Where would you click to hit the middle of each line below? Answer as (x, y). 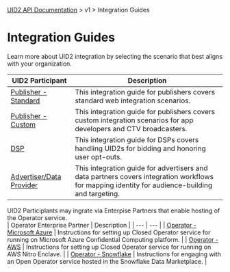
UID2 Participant (39, 80)
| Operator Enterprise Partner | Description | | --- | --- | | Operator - (102, 225)
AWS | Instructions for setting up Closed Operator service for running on (109, 247)
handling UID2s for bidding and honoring (141, 148)
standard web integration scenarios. (133, 100)
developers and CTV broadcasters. (131, 128)
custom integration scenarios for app (134, 120)
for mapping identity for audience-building (144, 185)
